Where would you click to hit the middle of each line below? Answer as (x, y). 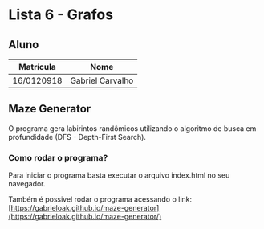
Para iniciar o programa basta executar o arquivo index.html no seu (119, 175)
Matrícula (37, 67)
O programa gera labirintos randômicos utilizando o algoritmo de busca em (132, 128)
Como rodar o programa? (58, 157)
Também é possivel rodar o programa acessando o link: (100, 199)
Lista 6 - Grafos (61, 15)
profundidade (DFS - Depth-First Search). (77, 137)
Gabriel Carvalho (102, 80)
